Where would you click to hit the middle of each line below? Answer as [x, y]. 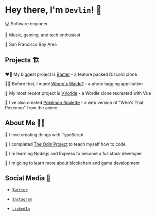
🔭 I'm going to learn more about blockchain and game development [72, 163]
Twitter [20, 190]
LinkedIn [21, 209]
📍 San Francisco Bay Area [31, 44]
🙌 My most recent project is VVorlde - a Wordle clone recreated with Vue [78, 93]
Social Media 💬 [28, 178]
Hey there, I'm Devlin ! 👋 [53, 10]
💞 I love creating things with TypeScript [44, 134]
